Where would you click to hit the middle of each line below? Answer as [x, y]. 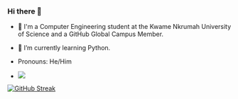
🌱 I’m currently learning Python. [64, 48]
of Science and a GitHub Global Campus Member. [91, 34]
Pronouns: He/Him [45, 62]
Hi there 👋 [25, 11]
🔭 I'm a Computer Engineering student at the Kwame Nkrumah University [124, 27]
